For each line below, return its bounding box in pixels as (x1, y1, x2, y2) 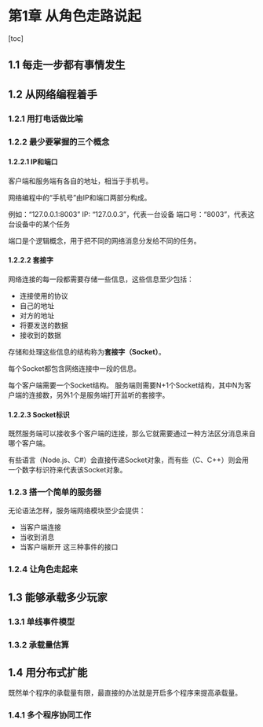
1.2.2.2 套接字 (8, 255, 53, 265)
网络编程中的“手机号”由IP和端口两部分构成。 (8, 193, 152, 202)
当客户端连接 (19, 523, 61, 532)
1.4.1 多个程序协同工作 (8, 710, 92, 721)
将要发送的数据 (19, 320, 68, 330)
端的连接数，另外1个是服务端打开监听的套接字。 (14, 390, 170, 399)
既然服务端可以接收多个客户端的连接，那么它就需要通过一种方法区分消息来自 (8, 429, 256, 439)
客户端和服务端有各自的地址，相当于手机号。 (8, 176, 153, 185)
